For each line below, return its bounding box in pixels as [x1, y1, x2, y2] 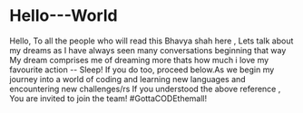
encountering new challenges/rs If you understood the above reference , [9, 83, 281, 94]
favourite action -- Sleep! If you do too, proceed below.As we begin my [9, 64, 275, 75]
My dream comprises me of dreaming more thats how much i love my [9, 54, 269, 65]
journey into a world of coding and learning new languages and [9, 73, 247, 84]
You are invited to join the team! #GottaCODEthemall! [9, 92, 208, 104]
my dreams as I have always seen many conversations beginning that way [9, 44, 287, 55]
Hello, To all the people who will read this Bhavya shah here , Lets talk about [9, 35, 294, 46]
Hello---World [9, 5, 118, 26]
